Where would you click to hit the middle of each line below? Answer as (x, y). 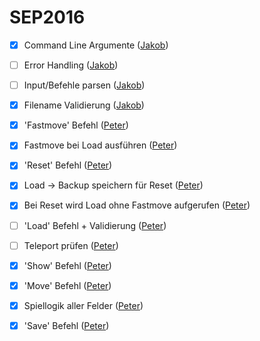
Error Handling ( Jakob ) (71, 65)
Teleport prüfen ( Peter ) (71, 245)
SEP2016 (47, 17)
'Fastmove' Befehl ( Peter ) (76, 125)
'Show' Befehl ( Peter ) (67, 265)
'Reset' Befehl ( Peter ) (68, 165)
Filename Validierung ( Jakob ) (84, 105)
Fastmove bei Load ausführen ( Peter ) (100, 145)
